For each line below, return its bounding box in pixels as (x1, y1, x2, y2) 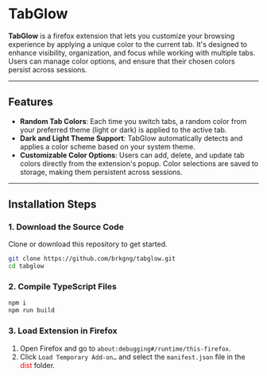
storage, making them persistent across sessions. (19, 167, 183, 176)
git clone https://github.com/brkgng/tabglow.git (8, 255, 176, 263)
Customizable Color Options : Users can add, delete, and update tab (19, 150, 245, 160)
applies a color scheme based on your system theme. (19, 141, 196, 151)
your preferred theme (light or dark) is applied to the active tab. (19, 125, 227, 134)
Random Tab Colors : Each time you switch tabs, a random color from (19, 116, 247, 126)
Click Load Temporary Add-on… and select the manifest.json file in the (19, 351, 246, 362)
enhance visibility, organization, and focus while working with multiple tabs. (8, 48, 256, 57)
